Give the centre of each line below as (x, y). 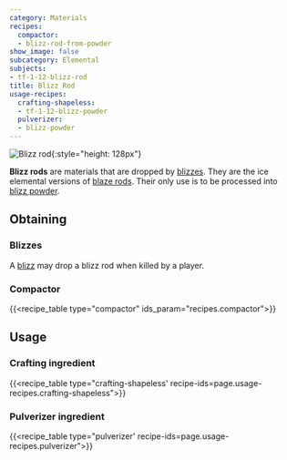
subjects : (28, 69)
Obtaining (38, 220)
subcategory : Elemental (55, 60)
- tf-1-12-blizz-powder (62, 111)
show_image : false (44, 52)
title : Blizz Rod (42, 86)
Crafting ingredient (52, 363)
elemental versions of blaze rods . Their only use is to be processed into (143, 181)
